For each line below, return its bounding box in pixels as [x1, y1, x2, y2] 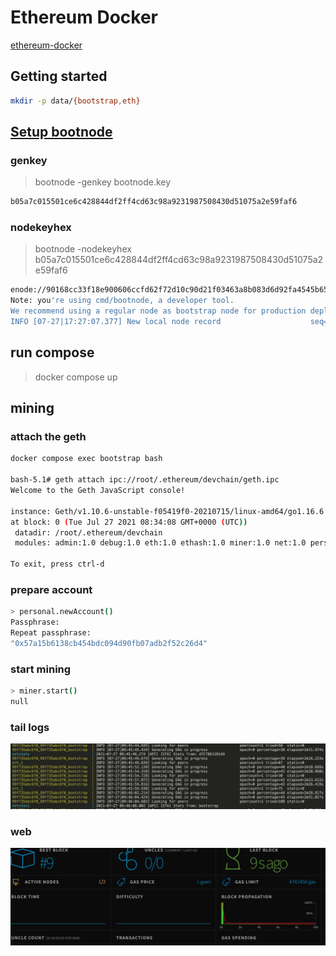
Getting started [10, 68, 108, 85]
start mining [10, 662, 72, 676]
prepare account [10, 583, 93, 597]
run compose [10, 344, 95, 361]
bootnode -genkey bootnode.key [34, 176, 172, 188]
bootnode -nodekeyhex [34, 243, 132, 255]
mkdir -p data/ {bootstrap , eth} [10, 96, 141, 106]
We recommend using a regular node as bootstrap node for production [10, 306, 307, 316]
